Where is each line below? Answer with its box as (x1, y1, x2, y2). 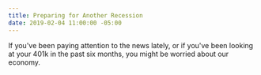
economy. (8, 57, 41, 67)
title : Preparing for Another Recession (8, 11, 144, 20)
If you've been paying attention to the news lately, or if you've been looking (8, 40, 254, 50)
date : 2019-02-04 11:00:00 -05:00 (8, 19, 123, 27)
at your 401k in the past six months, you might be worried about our (8, 49, 229, 58)
